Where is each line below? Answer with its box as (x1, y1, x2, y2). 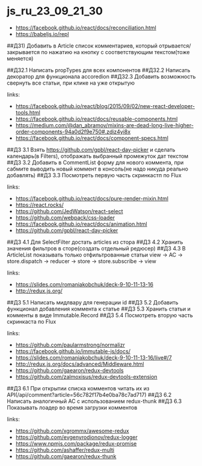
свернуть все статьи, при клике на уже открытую (7, 79, 135, 86)
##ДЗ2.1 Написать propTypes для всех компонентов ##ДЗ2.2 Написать (7, 66, 191, 73)
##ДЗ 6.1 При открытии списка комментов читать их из (7, 384, 150, 392)
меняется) (7, 55, 34, 62)
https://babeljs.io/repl (15, 30, 69, 37)
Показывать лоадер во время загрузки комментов (7, 404, 138, 411)
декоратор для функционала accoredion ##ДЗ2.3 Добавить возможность (7, 73, 196, 80)
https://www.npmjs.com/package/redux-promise (15, 440, 137, 447)
